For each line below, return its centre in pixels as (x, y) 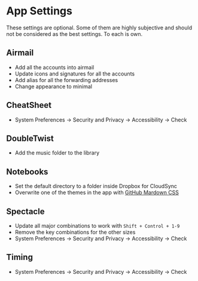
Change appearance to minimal (54, 86)
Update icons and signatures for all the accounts (75, 74)
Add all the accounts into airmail (54, 67)
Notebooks (27, 172)
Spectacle (25, 211)
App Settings (39, 11)
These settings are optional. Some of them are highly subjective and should (99, 28)
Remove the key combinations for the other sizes (75, 232)
